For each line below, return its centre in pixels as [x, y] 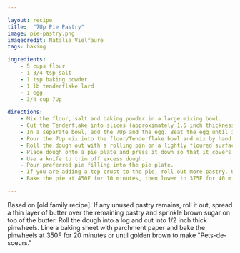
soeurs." [20, 242]
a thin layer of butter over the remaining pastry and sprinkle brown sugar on [119, 212]
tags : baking [27, 47]
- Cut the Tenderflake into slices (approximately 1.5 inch [111, 125]
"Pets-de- [212, 235]
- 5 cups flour [43, 66]
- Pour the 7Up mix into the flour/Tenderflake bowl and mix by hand [126, 139]
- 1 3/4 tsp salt [46, 73]
